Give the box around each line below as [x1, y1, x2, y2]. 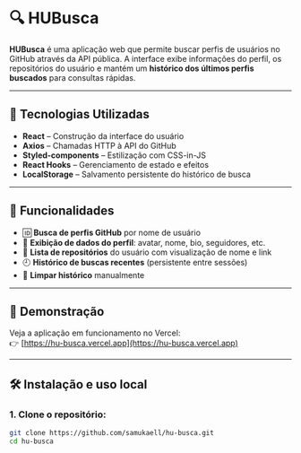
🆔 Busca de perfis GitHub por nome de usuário [21, 227, 202, 238]
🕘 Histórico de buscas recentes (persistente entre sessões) [21, 257, 248, 267]
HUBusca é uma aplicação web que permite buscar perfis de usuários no [9, 43, 280, 55]
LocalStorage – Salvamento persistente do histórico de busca [21, 169, 251, 179]
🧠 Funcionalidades [9, 204, 115, 219]
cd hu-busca [9, 437, 54, 446]
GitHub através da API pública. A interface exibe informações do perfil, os [9, 53, 282, 64]
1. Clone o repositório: [9, 408, 107, 421]
